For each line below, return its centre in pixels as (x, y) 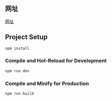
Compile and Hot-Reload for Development (56, 61)
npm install (17, 48)
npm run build (20, 93)
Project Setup (27, 37)
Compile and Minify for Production (47, 83)
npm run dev (17, 71)
